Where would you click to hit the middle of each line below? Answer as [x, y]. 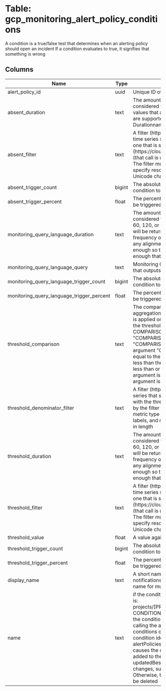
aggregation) [148, 313]
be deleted [145, 681]
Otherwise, [145, 675]
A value [142, 537]
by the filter [146, 408]
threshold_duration [29, 456]
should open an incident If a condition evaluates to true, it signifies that [77, 49]
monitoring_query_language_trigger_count [57, 282]
